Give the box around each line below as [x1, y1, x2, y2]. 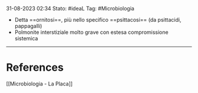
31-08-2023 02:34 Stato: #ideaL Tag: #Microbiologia [6, 5, 134, 12]
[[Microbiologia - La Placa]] [6, 80, 73, 87]
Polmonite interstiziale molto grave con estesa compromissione [14, 29, 169, 36]
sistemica [14, 35, 38, 42]
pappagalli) [14, 23, 42, 29]
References [6, 61, 64, 74]
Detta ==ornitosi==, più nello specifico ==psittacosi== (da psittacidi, [14, 16, 181, 23]
